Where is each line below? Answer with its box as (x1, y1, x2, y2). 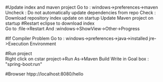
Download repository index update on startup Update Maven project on (5, 15, 154, 21)
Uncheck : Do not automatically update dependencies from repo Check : (5, 10, 156, 16)
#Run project (5, 50, 32, 56)
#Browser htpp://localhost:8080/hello (5, 71, 84, 77)
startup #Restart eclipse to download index (5, 20, 95, 26)
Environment (30, 41, 57, 47)
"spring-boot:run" (5, 61, 42, 67)
